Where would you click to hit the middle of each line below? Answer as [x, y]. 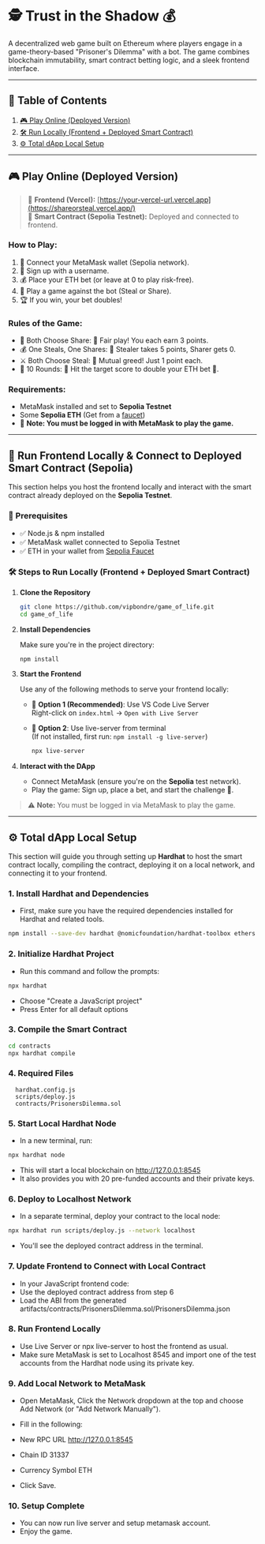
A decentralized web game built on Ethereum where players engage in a [125, 43]
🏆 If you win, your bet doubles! [71, 300]
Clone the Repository [55, 592]
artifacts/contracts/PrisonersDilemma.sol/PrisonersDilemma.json [125, 1309]
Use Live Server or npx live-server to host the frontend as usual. [124, 1346]
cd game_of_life [46, 614]
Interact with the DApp [58, 766]
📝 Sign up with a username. [64, 271]
